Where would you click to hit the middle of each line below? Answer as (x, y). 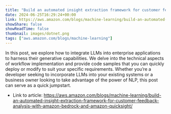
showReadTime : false (27, 29)
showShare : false (24, 24)
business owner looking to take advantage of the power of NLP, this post (82, 80)
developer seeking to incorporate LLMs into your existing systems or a (79, 74)
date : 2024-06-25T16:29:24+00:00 (41, 15)
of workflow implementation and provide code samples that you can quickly (85, 64)
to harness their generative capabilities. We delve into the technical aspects (85, 58)
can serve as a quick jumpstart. (38, 85)
